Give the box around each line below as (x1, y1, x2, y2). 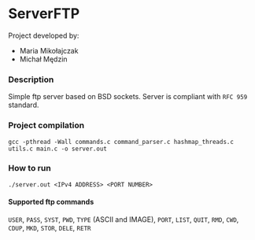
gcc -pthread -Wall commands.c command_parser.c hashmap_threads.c (8, 138, 235, 146)
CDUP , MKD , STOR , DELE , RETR (8, 223, 91, 233)
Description (8, 74, 54, 85)
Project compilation (8, 120, 85, 131)
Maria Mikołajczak (19, 46, 79, 55)
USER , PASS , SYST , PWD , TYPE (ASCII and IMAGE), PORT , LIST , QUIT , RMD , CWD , (8, 215, 239, 224)
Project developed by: (8, 31, 79, 40)
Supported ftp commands (8, 198, 94, 207)
